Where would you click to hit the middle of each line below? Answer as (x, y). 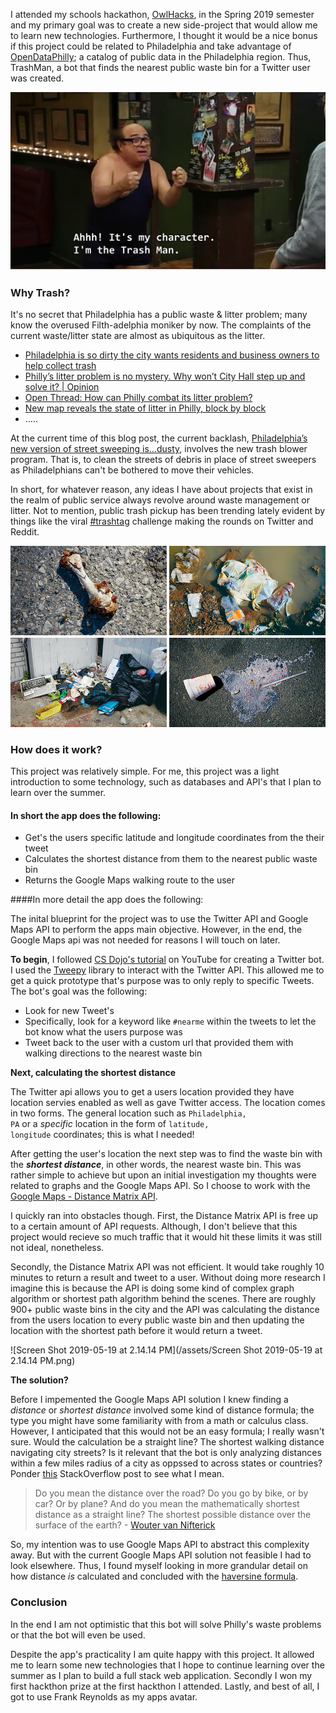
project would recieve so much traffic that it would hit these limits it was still (166, 1237)
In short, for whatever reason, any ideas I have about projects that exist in (161, 490)
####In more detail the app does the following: (107, 900)
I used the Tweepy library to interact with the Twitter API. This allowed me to (167, 970)
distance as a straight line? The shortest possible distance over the (173, 1515)
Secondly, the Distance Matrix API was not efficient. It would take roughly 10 (167, 1267)
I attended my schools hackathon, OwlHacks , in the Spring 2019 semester (162, 14)
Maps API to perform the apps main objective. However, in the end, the (156, 930)
